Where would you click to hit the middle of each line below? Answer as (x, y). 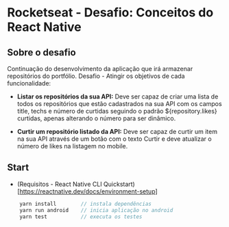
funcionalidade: (29, 83)
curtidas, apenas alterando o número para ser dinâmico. (96, 118)
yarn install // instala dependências (86, 204)
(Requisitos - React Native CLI (59, 184)
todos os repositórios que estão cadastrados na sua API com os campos (119, 104)
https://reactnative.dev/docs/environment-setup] (88, 191)
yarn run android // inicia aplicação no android (96, 210)
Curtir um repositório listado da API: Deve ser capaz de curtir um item (117, 132)
